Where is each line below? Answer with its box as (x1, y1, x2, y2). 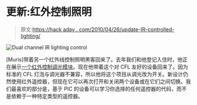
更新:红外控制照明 (6, 5, 92, 19)
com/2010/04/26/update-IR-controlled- (79, 26, 175, 33)
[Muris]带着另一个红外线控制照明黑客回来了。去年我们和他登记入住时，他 (6, 56, 183, 63)
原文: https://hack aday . (20, 26, 78, 33)
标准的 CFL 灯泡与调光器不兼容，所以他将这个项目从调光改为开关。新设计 (6, 70, 184, 77)
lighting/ (20, 32, 41, 39)
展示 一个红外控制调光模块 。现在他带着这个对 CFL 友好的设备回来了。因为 (11, 63, 189, 70)
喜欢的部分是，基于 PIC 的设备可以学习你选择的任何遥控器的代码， (16, 85, 177, 92)
